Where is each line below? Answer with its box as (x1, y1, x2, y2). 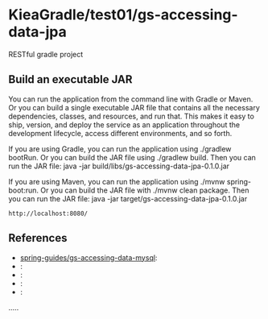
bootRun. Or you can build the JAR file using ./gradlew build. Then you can (8, 152, 256, 162)
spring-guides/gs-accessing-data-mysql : (19, 252, 158, 263)
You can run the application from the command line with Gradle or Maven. (8, 94, 254, 104)
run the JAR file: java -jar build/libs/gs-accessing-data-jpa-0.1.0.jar (8, 161, 230, 171)
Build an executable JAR (8, 72, 133, 86)
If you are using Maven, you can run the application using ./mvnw (8, 176, 225, 186)
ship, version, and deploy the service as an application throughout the (8, 119, 240, 130)
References (8, 231, 68, 245)
